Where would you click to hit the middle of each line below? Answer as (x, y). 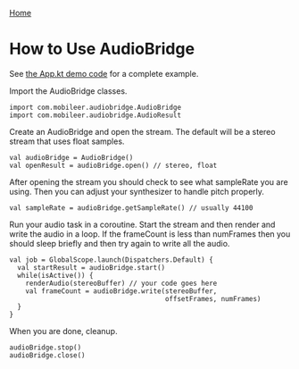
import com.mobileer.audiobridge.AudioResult (95, 115)
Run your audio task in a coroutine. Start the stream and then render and (142, 224)
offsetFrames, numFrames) (213, 298)
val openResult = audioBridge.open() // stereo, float (113, 165)
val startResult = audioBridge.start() (91, 267)
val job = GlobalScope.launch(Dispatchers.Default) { (112, 260)
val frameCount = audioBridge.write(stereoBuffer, (121, 291)
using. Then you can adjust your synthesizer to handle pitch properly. (137, 191)
